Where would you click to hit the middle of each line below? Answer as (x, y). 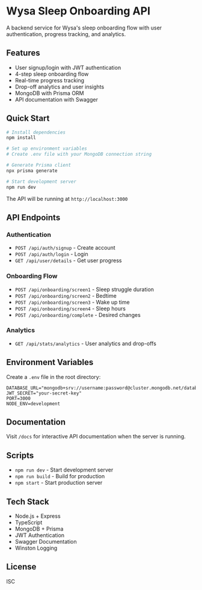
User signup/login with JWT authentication (68, 67)
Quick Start (28, 118)
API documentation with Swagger (56, 99)
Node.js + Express (38, 516)
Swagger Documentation (46, 542)
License (21, 567)
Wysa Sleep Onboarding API (78, 11)
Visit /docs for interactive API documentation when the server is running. (96, 437)
